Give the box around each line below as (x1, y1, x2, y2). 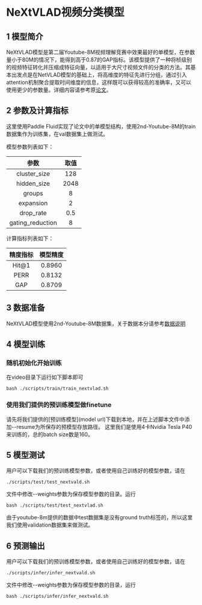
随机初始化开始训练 (6, 358, 62, 367)
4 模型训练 (6, 339, 46, 350)
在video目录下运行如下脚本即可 (6, 373, 84, 381)
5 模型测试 (6, 450, 45, 460)
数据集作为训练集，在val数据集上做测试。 (6, 130, 109, 138)
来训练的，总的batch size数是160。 (6, 431, 93, 438)
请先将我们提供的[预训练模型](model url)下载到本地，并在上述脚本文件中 (6, 416, 185, 423)
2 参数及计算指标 (6, 106, 69, 116)
